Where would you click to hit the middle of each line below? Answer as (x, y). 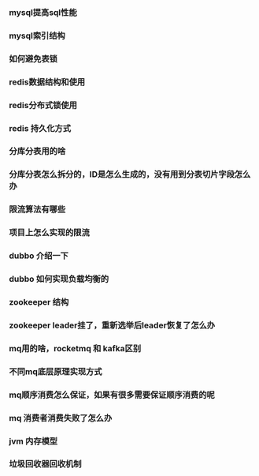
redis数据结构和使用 (47, 82)
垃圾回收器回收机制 (45, 464)
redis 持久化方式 (40, 128)
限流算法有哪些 (37, 209)
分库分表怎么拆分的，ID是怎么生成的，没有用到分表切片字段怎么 (130, 174)
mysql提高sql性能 (43, 12)
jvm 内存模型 (33, 441)
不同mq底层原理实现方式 (55, 371)
